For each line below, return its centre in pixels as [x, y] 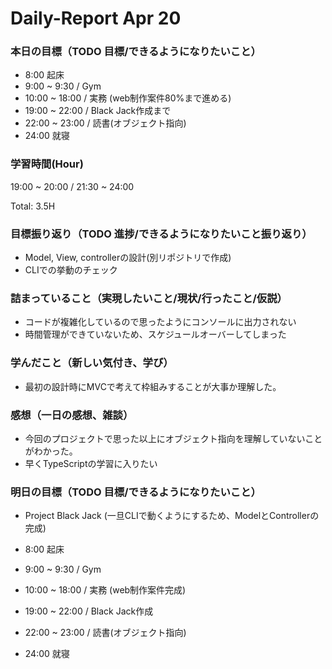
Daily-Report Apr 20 [96, 18]
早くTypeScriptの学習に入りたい [91, 463]
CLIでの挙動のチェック [71, 270]
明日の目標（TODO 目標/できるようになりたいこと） [136, 492]
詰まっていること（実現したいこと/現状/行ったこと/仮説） [149, 298]
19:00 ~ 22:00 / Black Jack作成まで [98, 111]
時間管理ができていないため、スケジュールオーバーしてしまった [155, 334]
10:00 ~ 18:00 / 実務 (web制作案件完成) [105, 590]
